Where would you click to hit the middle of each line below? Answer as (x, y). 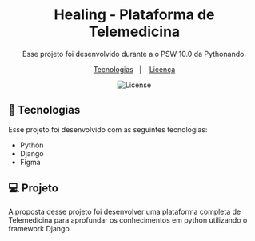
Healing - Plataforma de (134, 15)
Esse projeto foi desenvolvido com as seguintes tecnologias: (108, 129)
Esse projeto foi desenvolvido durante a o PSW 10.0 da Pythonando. (134, 54)
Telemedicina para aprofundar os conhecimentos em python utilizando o (128, 220)
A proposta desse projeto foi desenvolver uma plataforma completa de (125, 211)
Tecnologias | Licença (134, 69)
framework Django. (40, 228)
